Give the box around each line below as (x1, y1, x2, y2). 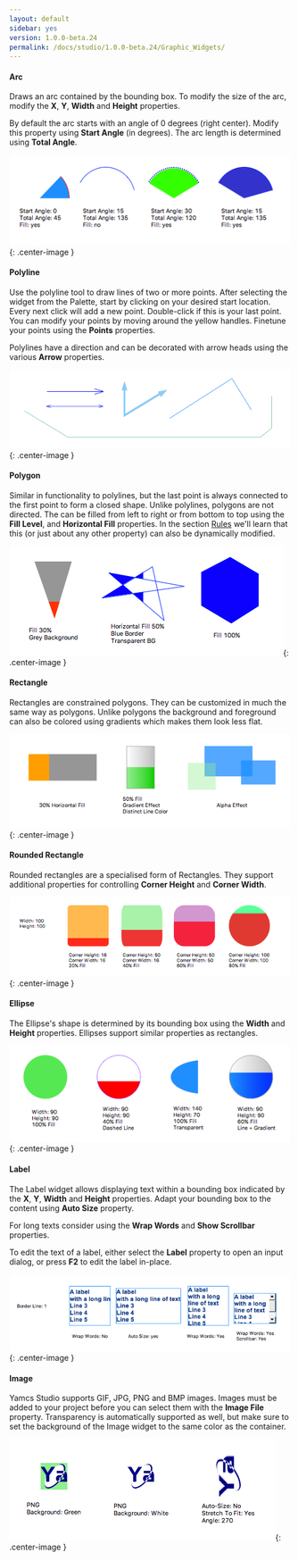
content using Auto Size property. (9, 1202, 135, 1214)
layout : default (9, 14, 70, 23)
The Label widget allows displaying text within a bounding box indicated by (9, 1183, 286, 1194)
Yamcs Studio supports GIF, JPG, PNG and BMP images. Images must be (9, 1393, 277, 1404)
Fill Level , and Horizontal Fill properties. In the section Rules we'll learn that (9, 518, 288, 529)
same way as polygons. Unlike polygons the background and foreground (9, 706, 277, 718)
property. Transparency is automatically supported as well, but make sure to (9, 1412, 290, 1423)
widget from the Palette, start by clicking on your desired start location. (9, 296, 271, 307)
